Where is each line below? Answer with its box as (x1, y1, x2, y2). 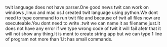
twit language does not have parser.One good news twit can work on (5, 4, 149, 10)
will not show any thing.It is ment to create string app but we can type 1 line (5, 31, 162, 36)
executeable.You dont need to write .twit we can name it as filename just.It (5, 20, 160, 26)
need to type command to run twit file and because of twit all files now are (5, 15, 160, 20)
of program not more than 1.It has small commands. (5, 36, 113, 42)
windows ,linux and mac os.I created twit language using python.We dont (5, 9, 158, 15)
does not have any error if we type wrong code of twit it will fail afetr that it (5, 25, 161, 31)
